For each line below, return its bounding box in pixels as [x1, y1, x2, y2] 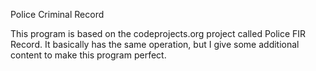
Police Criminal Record [10, 9, 105, 20]
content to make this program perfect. [10, 49, 167, 61]
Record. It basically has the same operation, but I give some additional [10, 39, 300, 50]
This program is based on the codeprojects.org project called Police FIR [10, 28, 307, 39]
